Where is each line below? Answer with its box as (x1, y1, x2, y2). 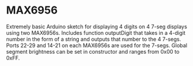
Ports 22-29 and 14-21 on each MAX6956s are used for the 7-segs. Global (6, 42, 188, 49)
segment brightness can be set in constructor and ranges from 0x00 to (6, 48, 179, 55)
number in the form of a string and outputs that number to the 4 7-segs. (6, 35, 182, 42)
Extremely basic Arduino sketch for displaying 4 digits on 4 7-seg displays (6, 23, 188, 30)
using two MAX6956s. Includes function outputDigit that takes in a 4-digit (6, 29, 186, 36)
